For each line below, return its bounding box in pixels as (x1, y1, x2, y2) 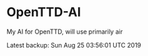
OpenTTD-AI (6, 4, 81, 20)
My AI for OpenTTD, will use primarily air (6, 27, 123, 36)
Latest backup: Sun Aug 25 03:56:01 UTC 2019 (6, 41, 142, 49)
